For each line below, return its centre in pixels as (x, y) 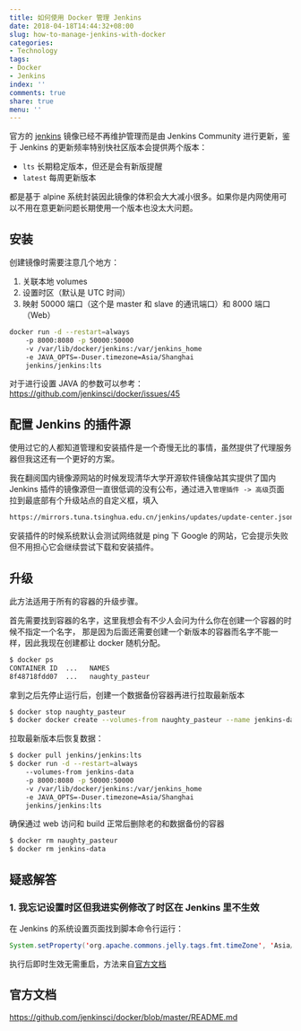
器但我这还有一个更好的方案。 (64, 459)
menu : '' (26, 110)
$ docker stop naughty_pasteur (68, 712)
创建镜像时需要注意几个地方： (64, 262)
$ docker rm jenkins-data (57, 850)
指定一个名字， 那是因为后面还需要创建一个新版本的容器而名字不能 (147, 631)
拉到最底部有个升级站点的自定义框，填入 (84, 500)
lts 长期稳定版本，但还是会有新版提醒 (92, 166)
